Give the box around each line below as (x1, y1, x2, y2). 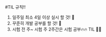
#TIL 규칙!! (5, 4, 26, 10)
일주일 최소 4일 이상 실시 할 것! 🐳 (12, 14, 75, 20)
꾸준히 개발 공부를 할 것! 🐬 (12, 21, 62, 26)
